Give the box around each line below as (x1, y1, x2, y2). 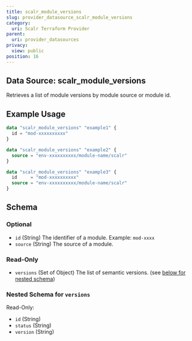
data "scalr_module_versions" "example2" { (6, 146, 117, 153)
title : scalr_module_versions (6, 8, 82, 15)
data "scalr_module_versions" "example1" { (6, 125, 117, 131)
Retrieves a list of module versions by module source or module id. (6, 91, 172, 99)
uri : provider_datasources (11, 37, 79, 43)
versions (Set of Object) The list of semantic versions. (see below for (14, 268, 186, 276)
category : (6, 20, 31, 26)
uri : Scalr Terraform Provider (11, 25, 90, 32)
